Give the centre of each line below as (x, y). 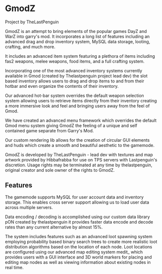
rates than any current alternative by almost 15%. (54, 227)
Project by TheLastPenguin (32, 22)
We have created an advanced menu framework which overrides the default (81, 120)
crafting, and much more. (30, 47)
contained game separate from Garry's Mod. (50, 130)
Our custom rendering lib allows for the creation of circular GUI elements (77, 140)
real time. (14, 267)
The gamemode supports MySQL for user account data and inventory (74, 197)
